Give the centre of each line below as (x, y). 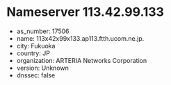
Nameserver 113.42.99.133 (85, 12)
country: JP (33, 53)
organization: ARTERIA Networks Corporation (82, 60)
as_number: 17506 (43, 31)
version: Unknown (42, 68)
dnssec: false (36, 75)
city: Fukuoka (36, 46)
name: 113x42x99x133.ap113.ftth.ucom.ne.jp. (80, 38)
